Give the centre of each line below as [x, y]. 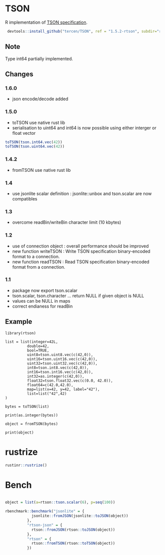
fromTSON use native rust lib [41, 170]
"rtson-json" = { [45, 525]
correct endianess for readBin [42, 306]
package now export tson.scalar [45, 290]
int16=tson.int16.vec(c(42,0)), [60, 372]
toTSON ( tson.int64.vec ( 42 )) [34, 142]
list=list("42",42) [47, 394]
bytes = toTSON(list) [27, 406]
